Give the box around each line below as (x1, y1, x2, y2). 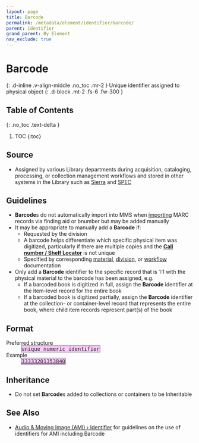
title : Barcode (6, 14, 44, 20)
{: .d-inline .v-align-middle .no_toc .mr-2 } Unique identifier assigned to (6, 82, 180, 89)
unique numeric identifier (21, 346, 100, 352)
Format (6, 323, 34, 333)
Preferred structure (6, 339, 53, 347)
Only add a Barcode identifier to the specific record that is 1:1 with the (14, 269, 186, 276)
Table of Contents (6, 105, 74, 116)
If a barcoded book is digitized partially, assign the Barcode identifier (23, 294, 193, 301)
